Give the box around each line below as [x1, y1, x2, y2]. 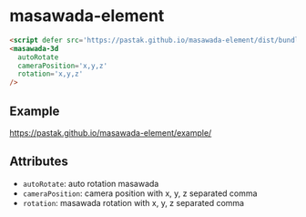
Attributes [9, 154, 68, 170]
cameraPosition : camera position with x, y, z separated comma [22, 188, 258, 199]
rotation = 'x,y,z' [17, 69, 84, 78]
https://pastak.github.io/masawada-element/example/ [9, 128, 212, 138]
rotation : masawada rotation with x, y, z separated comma [22, 197, 244, 208]
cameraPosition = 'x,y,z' [17, 61, 107, 70]
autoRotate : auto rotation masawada [22, 178, 159, 189]
